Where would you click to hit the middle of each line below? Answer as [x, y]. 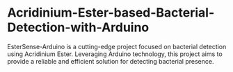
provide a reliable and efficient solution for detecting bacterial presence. [111, 61]
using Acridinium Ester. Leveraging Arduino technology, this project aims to [115, 54]
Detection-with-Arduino [78, 27]
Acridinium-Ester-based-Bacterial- [111, 13]
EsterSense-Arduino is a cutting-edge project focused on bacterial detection [117, 46]
